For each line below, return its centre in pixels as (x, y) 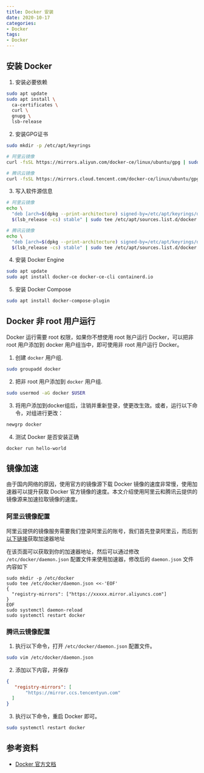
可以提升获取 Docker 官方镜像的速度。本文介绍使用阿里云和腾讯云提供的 (107, 492)
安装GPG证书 (32, 134)
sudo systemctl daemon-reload (45, 610)
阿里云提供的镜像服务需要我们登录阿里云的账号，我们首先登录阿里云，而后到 (102, 531)
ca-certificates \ (35, 105)
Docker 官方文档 (36, 764)
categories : (21, 23)
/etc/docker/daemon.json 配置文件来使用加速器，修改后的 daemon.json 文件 (100, 559)
